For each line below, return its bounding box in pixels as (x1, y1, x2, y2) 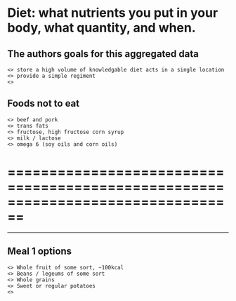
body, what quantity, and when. (7, 20, 197, 36)
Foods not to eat (7, 98, 80, 109)
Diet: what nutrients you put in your (7, 5, 218, 21)
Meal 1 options (7, 246, 72, 257)
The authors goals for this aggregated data (7, 48, 199, 60)
